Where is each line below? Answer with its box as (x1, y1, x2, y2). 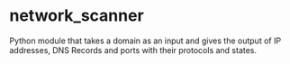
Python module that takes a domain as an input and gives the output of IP (9, 35, 282, 46)
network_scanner (9, 5, 144, 26)
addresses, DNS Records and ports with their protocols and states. (9, 44, 258, 55)
